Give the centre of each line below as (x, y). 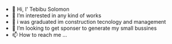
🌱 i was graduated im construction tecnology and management (89, 22)
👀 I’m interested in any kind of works (57, 15)
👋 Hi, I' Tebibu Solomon (40, 9)
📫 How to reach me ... (39, 35)
